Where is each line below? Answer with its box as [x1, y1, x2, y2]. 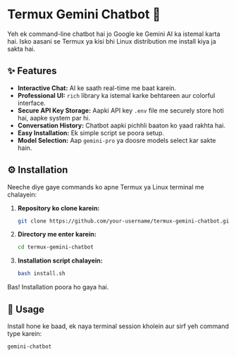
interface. [17, 99, 46, 107]
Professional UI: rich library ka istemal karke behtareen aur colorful [17, 91, 216, 99]
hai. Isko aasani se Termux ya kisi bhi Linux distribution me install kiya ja [7, 37, 216, 45]
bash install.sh [17, 270, 66, 277]
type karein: [7, 330, 42, 337]
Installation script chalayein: [17, 256, 104, 265]
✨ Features [7, 65, 57, 77]
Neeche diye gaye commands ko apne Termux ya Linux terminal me [7, 182, 204, 191]
